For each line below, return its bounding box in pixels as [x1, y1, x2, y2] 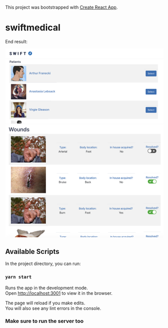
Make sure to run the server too [5, 317, 84, 324]
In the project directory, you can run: [5, 260, 81, 267]
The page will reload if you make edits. [5, 300, 86, 306]
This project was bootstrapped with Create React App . [5, 5, 118, 10]
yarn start [5, 274, 32, 280]
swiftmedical [5, 22, 61, 33]
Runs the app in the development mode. [5, 285, 88, 291]
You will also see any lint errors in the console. [5, 305, 102, 311]
